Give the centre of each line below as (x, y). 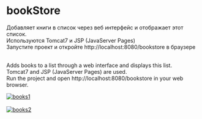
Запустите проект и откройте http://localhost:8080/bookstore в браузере (101, 47)
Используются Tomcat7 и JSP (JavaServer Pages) (71, 40)
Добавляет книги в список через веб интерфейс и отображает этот (95, 27)
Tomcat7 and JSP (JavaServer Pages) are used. (67, 71)
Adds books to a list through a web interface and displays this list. (89, 65)
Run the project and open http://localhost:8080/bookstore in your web (95, 78)
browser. (17, 85)
